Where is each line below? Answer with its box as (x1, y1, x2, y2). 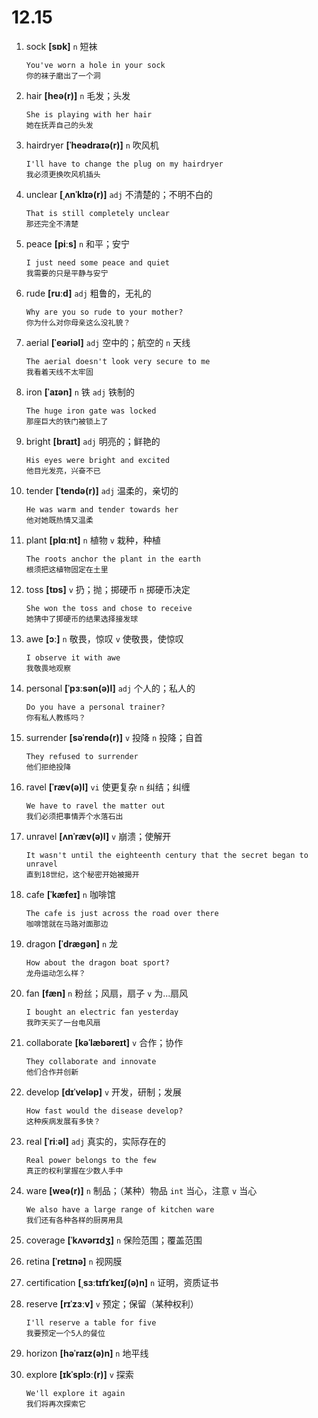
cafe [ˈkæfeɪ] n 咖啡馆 (25, 888, 116, 900)
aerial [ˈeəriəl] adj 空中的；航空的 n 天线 (25, 336, 191, 348)
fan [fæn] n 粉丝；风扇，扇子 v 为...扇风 (25, 987, 189, 999)
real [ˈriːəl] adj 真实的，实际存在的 (25, 1135, 167, 1147)
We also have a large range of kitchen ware (25, 1204, 215, 1215)
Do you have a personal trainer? (25, 702, 166, 712)
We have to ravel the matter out (25, 801, 166, 811)
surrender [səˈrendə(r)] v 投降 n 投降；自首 (25, 731, 204, 743)
